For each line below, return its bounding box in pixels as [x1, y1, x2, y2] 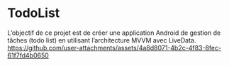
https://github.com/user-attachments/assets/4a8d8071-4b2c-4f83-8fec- [7, 43, 222, 52]
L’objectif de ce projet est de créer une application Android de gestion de [7, 28, 221, 37]
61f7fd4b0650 [7, 51, 50, 60]
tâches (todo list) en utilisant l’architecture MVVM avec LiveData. [7, 35, 196, 44]
